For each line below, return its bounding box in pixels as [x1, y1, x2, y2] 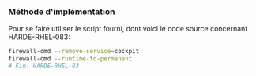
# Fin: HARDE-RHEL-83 [8, 62, 80, 71]
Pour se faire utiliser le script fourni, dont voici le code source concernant [8, 24, 248, 34]
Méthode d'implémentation [8, 6, 115, 17]
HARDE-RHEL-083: [8, 32, 71, 42]
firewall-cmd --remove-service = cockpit [8, 48, 140, 56]
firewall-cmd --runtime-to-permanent [8, 55, 133, 63]
